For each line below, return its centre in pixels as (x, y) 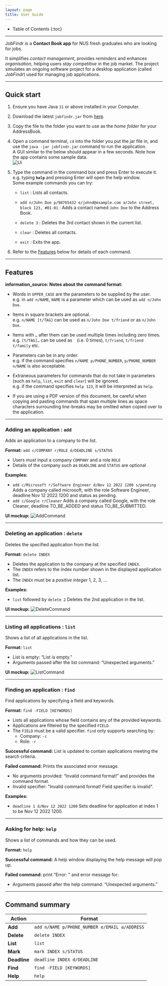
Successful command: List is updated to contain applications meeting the (82, 751)
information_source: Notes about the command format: (64, 284)
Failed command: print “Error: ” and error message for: (62, 874)
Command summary (38, 905)
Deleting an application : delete (44, 534)
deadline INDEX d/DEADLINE (66, 960)
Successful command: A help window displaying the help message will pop (83, 859)
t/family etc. (26, 346)
